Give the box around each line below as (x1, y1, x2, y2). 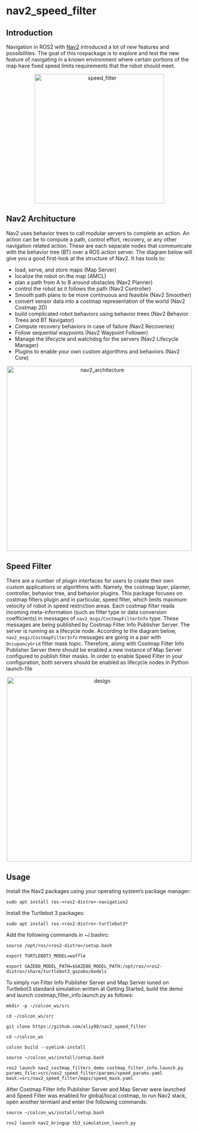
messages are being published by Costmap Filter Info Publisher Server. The (6, 621, 190, 628)
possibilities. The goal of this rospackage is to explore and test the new (6, 50, 180, 57)
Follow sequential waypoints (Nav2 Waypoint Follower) (14, 329, 148, 336)
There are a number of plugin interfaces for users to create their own (6, 577, 174, 584)
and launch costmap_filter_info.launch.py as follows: (6, 992, 134, 999)
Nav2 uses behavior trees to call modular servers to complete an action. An (6, 229, 190, 237)
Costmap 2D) (14, 303, 47, 311)
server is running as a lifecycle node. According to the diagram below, (6, 627, 176, 634)
